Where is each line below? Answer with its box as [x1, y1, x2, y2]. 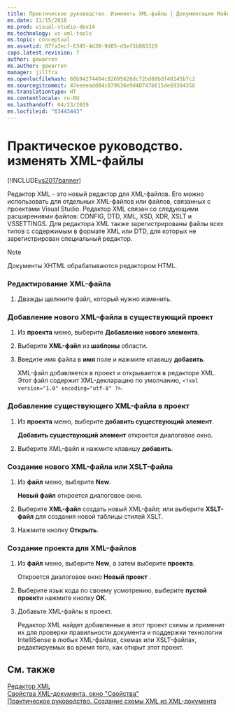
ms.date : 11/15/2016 [7, 17, 68, 24]
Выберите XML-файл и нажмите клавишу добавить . [17, 444, 173, 452]
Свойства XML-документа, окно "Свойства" [7, 689, 140, 697]
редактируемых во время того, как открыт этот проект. [17, 643, 184, 652]
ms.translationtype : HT [7, 88, 77, 95]
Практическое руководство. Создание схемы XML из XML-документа [7, 697, 217, 705]
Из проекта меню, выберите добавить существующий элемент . [17, 417, 215, 426]
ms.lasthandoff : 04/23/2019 [7, 102, 90, 109]
